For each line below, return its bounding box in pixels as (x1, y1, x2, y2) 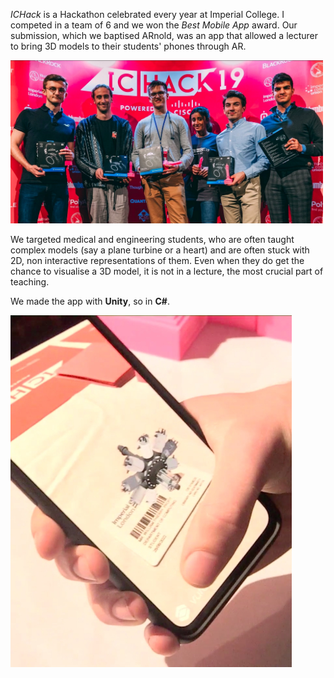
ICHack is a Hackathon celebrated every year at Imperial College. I (10, 9, 285, 20)
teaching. (10, 276, 50, 288)
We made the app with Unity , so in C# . (10, 295, 170, 308)
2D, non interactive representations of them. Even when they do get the (10, 255, 305, 267)
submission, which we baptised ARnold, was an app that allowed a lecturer (10, 30, 319, 41)
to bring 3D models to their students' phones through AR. (10, 40, 247, 52)
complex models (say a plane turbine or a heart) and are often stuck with (10, 244, 310, 256)
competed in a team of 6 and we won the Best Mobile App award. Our (10, 19, 298, 31)
